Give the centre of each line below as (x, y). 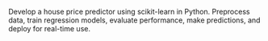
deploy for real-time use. (50, 29)
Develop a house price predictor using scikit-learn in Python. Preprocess (129, 12)
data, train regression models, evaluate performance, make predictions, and (134, 20)
